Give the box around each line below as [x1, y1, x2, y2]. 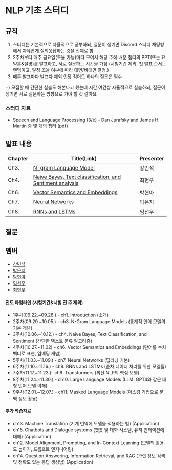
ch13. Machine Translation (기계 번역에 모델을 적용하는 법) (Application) [12, 420, 160, 426]
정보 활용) [18, 395, 38, 401]
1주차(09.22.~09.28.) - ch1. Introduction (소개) [12, 312, 109, 318]
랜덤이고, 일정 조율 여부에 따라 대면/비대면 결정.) [12, 67, 109, 73]
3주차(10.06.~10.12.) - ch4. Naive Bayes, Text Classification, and [12, 331, 147, 337]
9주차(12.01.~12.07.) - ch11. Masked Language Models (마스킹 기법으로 [12, 389, 159, 395]
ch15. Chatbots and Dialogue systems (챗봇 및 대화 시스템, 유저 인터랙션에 [12, 427, 165, 433]
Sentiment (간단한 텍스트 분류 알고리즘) [12, 337, 92, 344]
